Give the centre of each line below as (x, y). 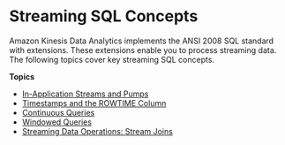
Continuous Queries (58, 112)
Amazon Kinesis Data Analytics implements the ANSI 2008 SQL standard (142, 41)
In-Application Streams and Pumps (85, 94)
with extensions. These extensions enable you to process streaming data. (143, 50)
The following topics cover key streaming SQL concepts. (112, 59)
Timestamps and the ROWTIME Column (94, 103)
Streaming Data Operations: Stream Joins (97, 131)
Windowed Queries (57, 122)
